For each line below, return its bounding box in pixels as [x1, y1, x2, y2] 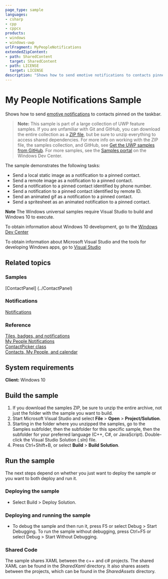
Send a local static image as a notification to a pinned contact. [12, 172, 141, 178]
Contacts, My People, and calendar [5, 349, 78, 355]
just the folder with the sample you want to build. [12, 410, 113, 416]
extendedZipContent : [5, 49, 48, 54]
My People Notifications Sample [5, 94, 141, 106]
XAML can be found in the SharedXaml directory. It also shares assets [5, 563, 150, 569]
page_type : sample [5, 7, 43, 13]
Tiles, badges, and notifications [5, 333, 70, 339]
